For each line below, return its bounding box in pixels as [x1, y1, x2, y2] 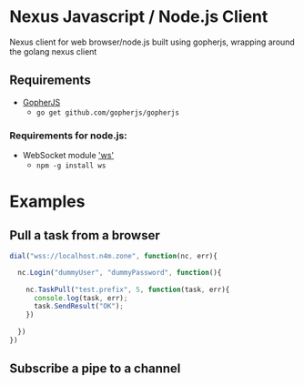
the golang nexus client [9, 46, 97, 56]
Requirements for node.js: [9, 129, 127, 142]
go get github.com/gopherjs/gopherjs [35, 107, 180, 117]
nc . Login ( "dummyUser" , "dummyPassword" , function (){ [17, 268, 222, 277]
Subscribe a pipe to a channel [9, 361, 181, 377]
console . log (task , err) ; [33, 293, 128, 302]
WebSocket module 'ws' [22, 150, 115, 161]
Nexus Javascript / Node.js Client [9, 6, 269, 27]
